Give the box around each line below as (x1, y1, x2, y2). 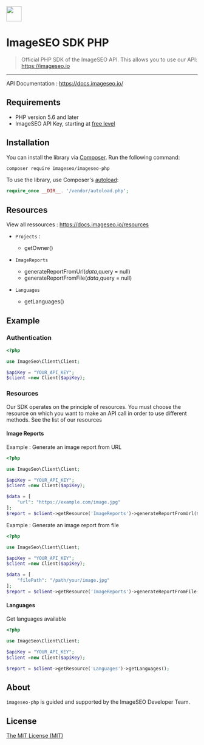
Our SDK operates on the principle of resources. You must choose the (6, 403, 181, 410)
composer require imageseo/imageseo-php (6, 165, 110, 172)
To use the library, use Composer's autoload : (6, 176, 119, 184)
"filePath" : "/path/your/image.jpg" (17, 578, 110, 584)
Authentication (6, 334, 52, 342)
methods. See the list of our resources (6, 416, 102, 423)
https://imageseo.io (21, 62, 70, 69)
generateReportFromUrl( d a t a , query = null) (24, 268, 131, 275)
